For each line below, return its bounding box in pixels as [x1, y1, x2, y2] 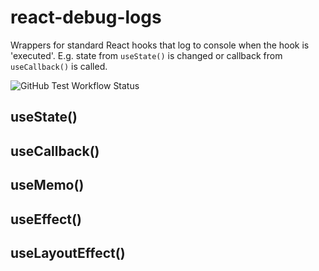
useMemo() [10, 177, 85, 194]
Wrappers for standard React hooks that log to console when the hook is [10, 39, 310, 51]
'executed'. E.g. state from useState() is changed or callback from [10, 49, 283, 61]
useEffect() [10, 211, 82, 228]
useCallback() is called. [10, 60, 108, 72]
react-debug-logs [10, 6, 162, 29]
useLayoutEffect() [10, 244, 126, 261]
